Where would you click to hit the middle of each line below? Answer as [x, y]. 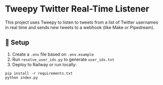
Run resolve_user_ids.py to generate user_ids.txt [63, 59]
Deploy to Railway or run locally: [44, 64]
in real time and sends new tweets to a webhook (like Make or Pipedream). [80, 27]
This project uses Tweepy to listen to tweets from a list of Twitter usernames [82, 22]
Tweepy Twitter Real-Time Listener [77, 9]
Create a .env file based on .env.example [53, 54]
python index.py [21, 78]
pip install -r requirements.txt [39, 73]
